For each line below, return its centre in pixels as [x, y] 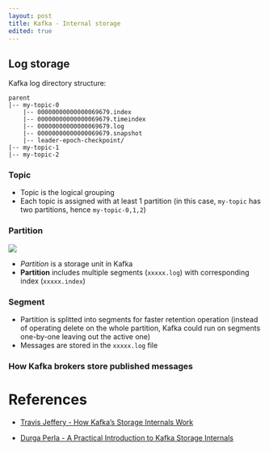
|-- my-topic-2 [34, 155]
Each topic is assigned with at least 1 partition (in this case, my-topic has [140, 201]
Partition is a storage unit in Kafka [76, 263]
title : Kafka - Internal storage [65, 23]
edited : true [30, 31]
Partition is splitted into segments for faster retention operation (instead [139, 320]
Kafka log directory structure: [57, 83]
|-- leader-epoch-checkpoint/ [74, 141]
